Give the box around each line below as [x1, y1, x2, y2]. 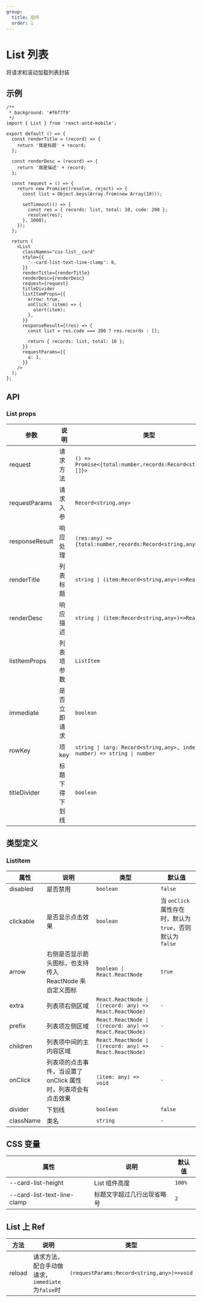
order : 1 [11, 20, 34, 26]
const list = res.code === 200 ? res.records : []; [28, 328, 161, 334]
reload [9, 1269, 28, 1277]
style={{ [22, 254, 44, 261]
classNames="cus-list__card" [22, 249, 96, 255]
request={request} [22, 281, 69, 287]
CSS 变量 [6, 1139, 41, 1149]
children [9, 1042, 32, 1050]
